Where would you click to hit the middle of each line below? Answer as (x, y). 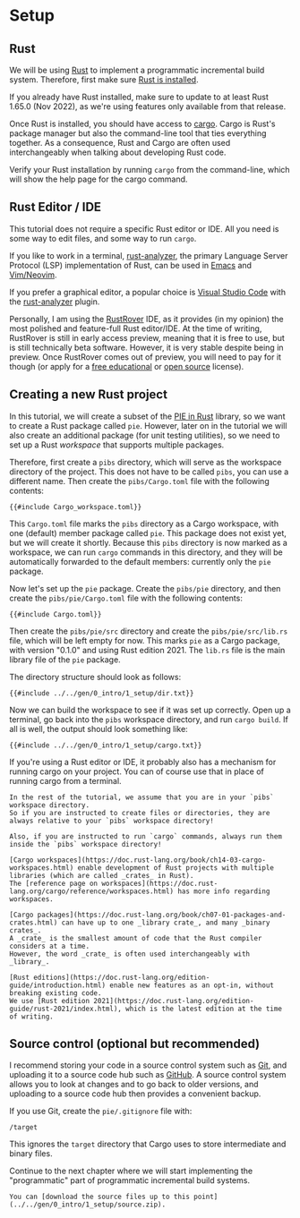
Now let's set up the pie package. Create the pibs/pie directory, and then (145, 588)
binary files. (31, 1154)
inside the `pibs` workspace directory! (86, 844)
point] (206, 1197)
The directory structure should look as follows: (95, 677)
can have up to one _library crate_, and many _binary (166, 923)
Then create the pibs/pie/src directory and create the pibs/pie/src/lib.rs (149, 631)
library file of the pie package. (65, 660)
